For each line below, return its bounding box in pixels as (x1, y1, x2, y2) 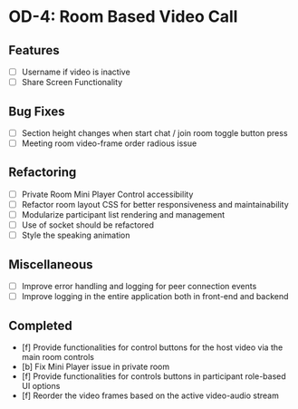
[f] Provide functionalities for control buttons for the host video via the (21, 342, 284, 353)
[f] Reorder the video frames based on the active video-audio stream (21, 390, 280, 401)
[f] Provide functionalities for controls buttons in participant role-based (21, 370, 286, 382)
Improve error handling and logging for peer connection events (21, 281, 257, 291)
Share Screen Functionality (21, 77, 123, 88)
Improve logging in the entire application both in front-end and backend (21, 291, 289, 302)
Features (8, 43, 60, 58)
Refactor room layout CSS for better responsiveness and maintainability (21, 199, 289, 209)
